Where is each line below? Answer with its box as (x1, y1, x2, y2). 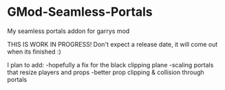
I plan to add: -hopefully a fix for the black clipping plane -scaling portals (7, 60, 214, 69)
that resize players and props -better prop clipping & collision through (7, 68, 204, 76)
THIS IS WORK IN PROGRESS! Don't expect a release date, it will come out (7, 40, 218, 48)
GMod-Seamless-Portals (7, 4, 153, 20)
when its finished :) (7, 47, 61, 56)
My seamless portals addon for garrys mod (7, 27, 130, 35)
